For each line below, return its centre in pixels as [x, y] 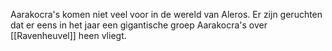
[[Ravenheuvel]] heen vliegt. [68, 35]
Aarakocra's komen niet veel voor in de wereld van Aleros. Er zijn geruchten [166, 14]
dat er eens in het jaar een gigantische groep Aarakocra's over [139, 25]
